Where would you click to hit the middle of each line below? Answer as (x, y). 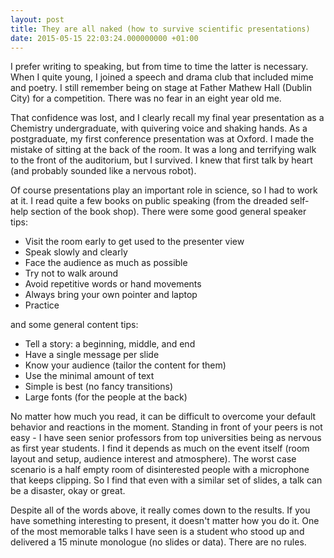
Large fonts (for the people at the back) (106, 397)
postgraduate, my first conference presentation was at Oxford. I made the (162, 139)
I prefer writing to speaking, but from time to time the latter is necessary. (159, 67)
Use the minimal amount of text (89, 376)
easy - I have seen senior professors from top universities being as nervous (166, 438)
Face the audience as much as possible (106, 263)
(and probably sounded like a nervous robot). (103, 171)
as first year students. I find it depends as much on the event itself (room (160, 448)
